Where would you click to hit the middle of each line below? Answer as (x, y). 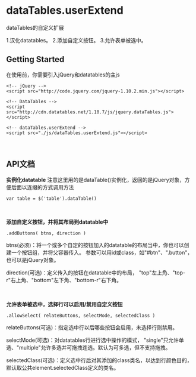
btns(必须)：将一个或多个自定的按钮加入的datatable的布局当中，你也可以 (95, 245)
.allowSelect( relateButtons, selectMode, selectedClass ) (81, 316)
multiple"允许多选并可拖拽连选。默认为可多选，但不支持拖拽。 (95, 347)
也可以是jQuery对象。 (33, 259)
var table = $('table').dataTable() (51, 198)
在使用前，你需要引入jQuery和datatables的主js (63, 75)
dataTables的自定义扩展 (35, 27)
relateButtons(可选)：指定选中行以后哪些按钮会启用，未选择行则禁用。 (92, 327)
